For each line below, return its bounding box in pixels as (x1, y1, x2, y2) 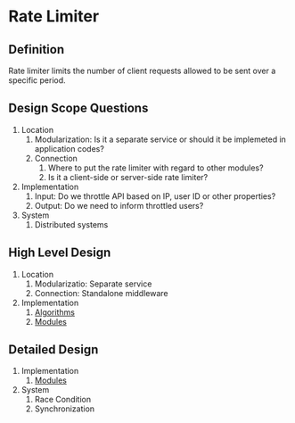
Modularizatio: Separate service (34, 278, 152, 289)
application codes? (34, 143, 104, 153)
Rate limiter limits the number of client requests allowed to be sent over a (8, 65, 276, 76)
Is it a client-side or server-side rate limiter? (47, 171, 209, 182)
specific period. (8, 75, 66, 86)
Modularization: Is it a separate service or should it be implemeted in (34, 134, 287, 145)
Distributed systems (34, 219, 109, 229)
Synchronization (34, 403, 95, 414)
